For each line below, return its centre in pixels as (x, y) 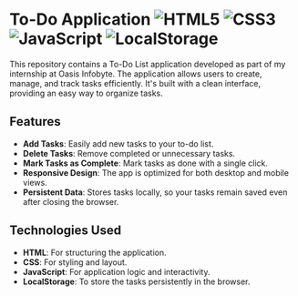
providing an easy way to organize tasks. (87, 93)
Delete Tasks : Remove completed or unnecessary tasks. (128, 153)
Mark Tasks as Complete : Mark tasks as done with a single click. (145, 163)
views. (35, 182)
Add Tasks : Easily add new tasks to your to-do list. (118, 143)
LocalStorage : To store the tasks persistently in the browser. (136, 281)
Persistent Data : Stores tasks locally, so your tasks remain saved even (155, 192)
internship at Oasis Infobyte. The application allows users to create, (136, 74)
